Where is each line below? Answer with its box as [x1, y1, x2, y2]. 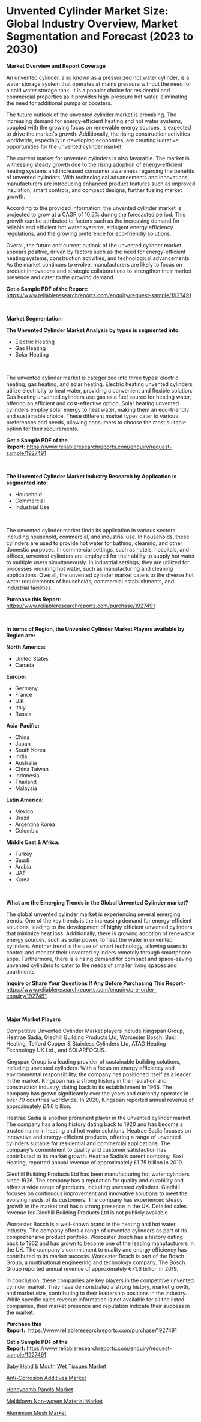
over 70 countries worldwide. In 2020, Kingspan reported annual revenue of [6, 1096, 194, 1103]
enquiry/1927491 [6, 992, 47, 999]
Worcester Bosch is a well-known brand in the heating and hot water [6, 1220, 176, 1228]
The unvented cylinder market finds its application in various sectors [6, 526, 176, 534]
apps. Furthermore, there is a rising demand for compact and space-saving [6, 955, 193, 962]
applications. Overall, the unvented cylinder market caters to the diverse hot [6, 571, 194, 579]
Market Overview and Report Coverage [6, 62, 106, 70]
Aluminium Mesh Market [6, 1409, 67, 1416]
